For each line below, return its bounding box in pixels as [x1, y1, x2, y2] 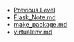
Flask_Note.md [13, 13, 56, 21]
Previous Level [13, 6, 56, 14]
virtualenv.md [13, 28, 53, 36]
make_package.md [13, 21, 68, 28]
